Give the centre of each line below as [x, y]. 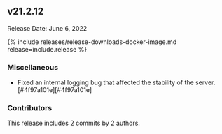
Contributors [30, 108]
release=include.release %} [47, 49]
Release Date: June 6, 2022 [47, 28]
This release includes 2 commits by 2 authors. [74, 123]
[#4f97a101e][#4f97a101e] [55, 90]
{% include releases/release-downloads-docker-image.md [92, 42]
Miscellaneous [33, 67]
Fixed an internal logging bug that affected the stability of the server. [116, 82]
